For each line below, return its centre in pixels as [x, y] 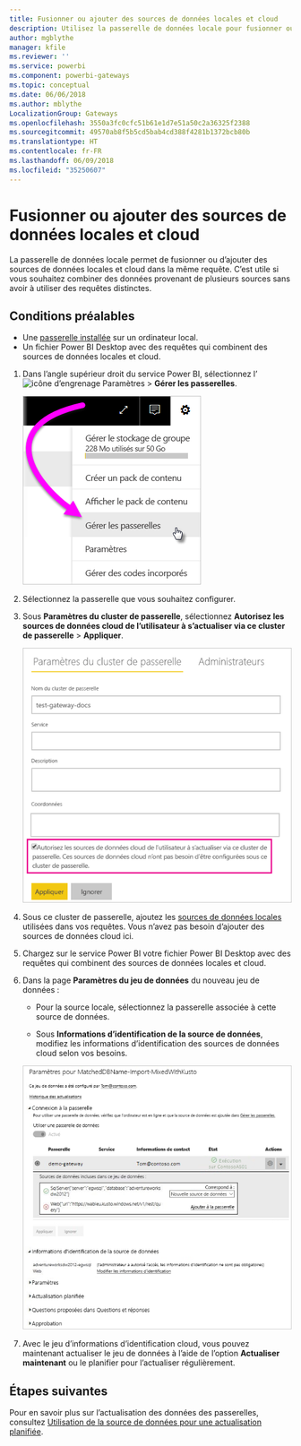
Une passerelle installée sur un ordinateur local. [110, 338]
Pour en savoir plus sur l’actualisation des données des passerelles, [134, 1412]
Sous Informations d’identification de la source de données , [149, 1034]
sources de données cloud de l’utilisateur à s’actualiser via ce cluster [154, 626]
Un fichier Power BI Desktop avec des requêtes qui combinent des [145, 347]
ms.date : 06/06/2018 [48, 94]
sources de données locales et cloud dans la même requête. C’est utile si [144, 269]
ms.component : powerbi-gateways [69, 76]
